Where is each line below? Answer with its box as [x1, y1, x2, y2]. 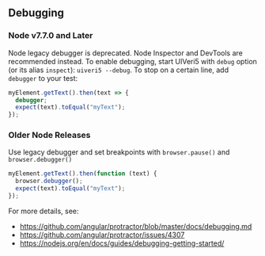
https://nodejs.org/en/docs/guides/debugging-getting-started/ [19, 238, 225, 248]
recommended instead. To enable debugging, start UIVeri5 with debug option [8, 56, 257, 66]
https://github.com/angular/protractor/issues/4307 [19, 230, 185, 239]
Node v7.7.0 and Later [8, 30, 93, 41]
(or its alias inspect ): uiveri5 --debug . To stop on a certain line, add [8, 65, 229, 75]
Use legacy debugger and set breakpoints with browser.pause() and [8, 147, 230, 157]
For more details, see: [8, 206, 79, 216]
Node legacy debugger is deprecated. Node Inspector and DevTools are [8, 48, 243, 58]
